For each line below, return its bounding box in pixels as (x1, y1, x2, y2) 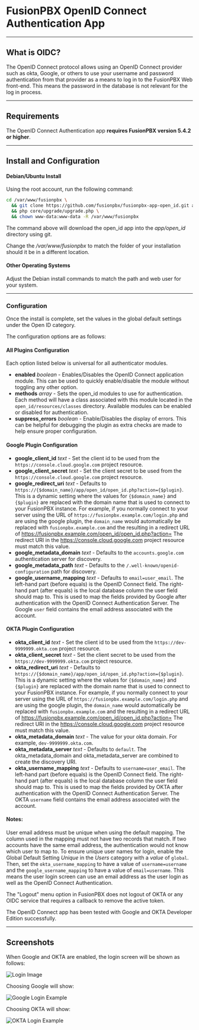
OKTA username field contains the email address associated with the (14, 795, 180, 803)
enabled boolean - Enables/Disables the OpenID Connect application (14, 371, 184, 378)
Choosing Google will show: (6, 982, 75, 990)
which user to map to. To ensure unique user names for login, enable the (6, 848, 184, 855)
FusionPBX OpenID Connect (6, 4, 147, 18)
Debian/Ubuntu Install (6, 172, 62, 179)
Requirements (6, 111, 59, 121)
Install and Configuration (6, 156, 100, 166)
